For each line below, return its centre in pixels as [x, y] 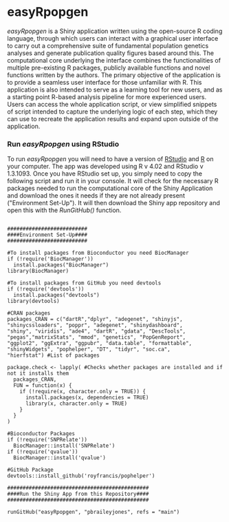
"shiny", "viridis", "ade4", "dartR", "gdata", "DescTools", [97, 331]
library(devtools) [33, 301]
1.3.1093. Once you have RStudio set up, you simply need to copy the [105, 174]
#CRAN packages [29, 313]
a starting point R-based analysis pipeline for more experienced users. [107, 96]
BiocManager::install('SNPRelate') [64, 446]
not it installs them [38, 374]
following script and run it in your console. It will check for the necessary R [113, 181]
